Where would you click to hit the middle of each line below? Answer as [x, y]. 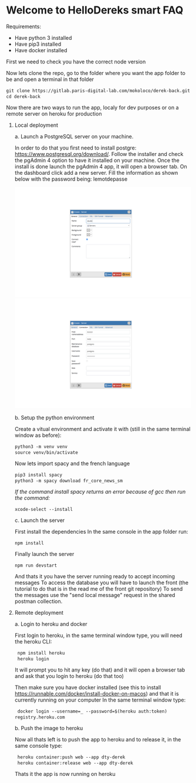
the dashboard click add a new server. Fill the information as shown [96, 172]
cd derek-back [23, 96]
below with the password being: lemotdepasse [71, 179]
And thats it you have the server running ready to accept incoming [94, 577]
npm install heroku [41, 653]
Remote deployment [39, 613]
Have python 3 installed [43, 38]
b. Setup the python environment [55, 418]
